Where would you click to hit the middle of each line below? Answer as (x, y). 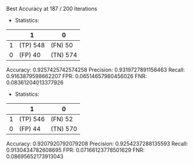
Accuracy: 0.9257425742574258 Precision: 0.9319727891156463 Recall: (96, 70)
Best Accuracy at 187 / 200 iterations (52, 9)
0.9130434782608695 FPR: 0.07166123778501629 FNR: (75, 150)
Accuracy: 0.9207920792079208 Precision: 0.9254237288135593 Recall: (97, 144)
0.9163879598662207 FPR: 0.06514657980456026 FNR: (77, 76)
